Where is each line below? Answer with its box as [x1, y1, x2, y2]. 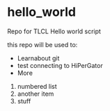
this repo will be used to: [7, 40, 78, 49]
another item [17, 89, 54, 98]
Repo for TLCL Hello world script [7, 27, 101, 35]
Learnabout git [17, 53, 60, 62]
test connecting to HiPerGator [17, 61, 103, 69]
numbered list [17, 82, 57, 90]
